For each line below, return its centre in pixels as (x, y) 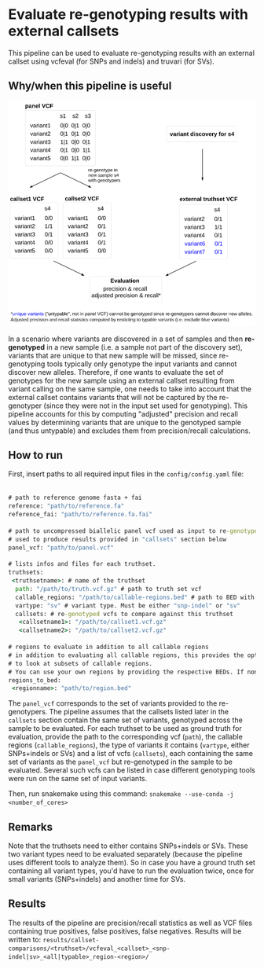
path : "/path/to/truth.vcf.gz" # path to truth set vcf (108, 589)
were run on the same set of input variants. (78, 779)
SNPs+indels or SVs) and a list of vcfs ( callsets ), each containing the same (131, 754)
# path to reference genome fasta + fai (75, 498)
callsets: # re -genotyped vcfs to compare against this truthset (125, 614)
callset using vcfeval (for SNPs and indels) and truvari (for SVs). (111, 61)
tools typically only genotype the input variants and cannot (142, 364)
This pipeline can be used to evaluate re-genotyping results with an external (132, 53)
